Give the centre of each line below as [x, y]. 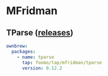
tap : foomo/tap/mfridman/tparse [62, 62]
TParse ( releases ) [40, 33]
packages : [23, 51]
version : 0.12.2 [42, 68]
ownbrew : [17, 46]
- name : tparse [36, 57]
